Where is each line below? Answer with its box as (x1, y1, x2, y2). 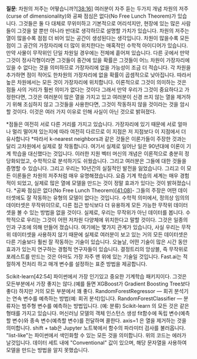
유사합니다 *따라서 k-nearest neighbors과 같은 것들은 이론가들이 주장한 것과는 (6, 135, 186, 142)
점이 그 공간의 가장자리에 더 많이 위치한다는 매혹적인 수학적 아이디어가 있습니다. (6, 42, 188, 49)
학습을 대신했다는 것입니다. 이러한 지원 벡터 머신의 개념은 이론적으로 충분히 (12, 150, 183, 157)
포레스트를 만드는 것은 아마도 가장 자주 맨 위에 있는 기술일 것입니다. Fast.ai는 (6, 253, 182, 260)
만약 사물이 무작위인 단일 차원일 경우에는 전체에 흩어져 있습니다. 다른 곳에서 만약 (6, 49, 190, 56)
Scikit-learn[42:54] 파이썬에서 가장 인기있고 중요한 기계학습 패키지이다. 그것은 (6, 273, 187, 280)
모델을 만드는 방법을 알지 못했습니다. (6, 347, 89, 353)
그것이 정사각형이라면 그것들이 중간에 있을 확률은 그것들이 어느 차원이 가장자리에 (6, 56, 190, 64)
